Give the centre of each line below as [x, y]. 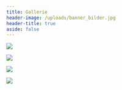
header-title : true [31, 23]
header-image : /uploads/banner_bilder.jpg [61, 18]
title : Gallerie [27, 12]
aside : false [23, 29]
